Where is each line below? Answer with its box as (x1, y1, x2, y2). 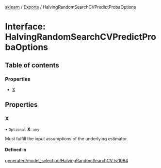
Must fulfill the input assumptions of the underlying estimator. (5, 135, 128, 141)
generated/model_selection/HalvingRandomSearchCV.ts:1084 (5, 157, 129, 163)
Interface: (5, 21, 46, 32)
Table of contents (5, 61, 59, 69)
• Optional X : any (5, 126, 40, 132)
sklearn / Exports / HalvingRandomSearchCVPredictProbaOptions (5, 4, 137, 10)
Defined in (5, 147, 27, 152)
